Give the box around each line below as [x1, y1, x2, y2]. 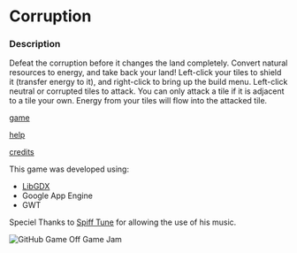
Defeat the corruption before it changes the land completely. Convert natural [9, 57, 288, 68]
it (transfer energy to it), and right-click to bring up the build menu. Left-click [9, 77, 288, 88]
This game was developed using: [9, 164, 130, 174]
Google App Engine [21, 190, 93, 201]
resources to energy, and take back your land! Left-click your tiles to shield [9, 67, 282, 78]
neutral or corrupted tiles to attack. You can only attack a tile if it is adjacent [9, 86, 285, 96]
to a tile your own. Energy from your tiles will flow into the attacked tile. [9, 96, 268, 106]
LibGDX [21, 181, 50, 192]
